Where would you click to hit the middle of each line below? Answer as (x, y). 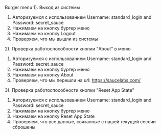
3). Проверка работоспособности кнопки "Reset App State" (70, 90)
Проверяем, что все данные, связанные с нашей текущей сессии (84, 121)
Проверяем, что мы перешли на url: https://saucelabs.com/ (76, 80)
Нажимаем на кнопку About (43, 75)
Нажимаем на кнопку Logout (44, 33)
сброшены (24, 127)
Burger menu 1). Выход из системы (42, 7)
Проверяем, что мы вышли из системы (55, 39)
